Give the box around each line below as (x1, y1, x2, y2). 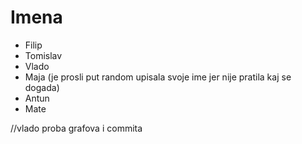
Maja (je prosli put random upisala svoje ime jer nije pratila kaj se (24, 71, 292, 83)
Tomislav (24, 49, 63, 61)
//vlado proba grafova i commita (10, 122, 143, 134)
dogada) (24, 81, 60, 93)
